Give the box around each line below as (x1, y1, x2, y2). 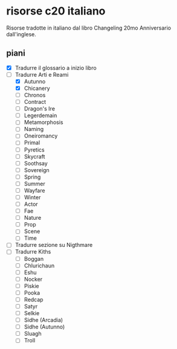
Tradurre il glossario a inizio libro (14, 64, 97, 71)
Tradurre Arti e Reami (14, 71, 69, 78)
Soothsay (24, 159, 48, 167)
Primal (24, 139, 40, 146)
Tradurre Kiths (14, 248, 51, 255)
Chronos (24, 92, 46, 98)
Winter (24, 193, 41, 200)
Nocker (24, 275, 43, 283)
